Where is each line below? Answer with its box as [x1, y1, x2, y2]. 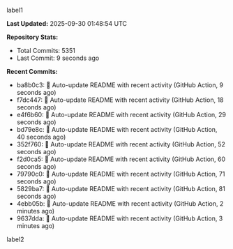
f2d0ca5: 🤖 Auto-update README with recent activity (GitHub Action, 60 [16, 155, 226, 163]
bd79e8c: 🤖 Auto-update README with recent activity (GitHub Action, [16, 126, 218, 133]
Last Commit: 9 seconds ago [16, 54, 100, 62]
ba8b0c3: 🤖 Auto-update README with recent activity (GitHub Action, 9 [16, 81, 224, 89]
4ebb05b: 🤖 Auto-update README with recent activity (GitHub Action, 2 [16, 199, 224, 208]
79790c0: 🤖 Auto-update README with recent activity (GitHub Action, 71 [16, 170, 225, 178]
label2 [6, 235, 24, 243]
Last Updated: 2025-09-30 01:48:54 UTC [6, 20, 127, 27]
